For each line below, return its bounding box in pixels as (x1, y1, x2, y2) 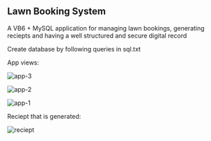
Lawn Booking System (7, 6, 107, 17)
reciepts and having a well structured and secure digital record (7, 31, 187, 40)
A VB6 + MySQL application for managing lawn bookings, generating (7, 24, 205, 32)
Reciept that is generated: (7, 112, 81, 120)
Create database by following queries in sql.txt (7, 44, 141, 53)
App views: (7, 58, 40, 67)
